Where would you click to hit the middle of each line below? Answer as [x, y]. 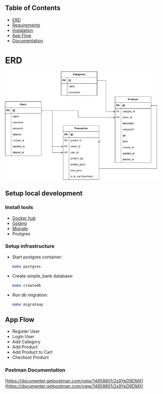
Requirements [26, 25]
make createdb [26, 285]
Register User [26, 331]
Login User [23, 337]
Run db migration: [30, 295]
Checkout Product [30, 357]
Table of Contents [33, 8]
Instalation [22, 30]
